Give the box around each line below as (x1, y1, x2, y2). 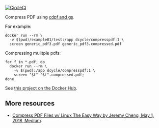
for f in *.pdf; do (5, 60, 45, 64)
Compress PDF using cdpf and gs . (5, 14, 75, 20)
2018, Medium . (12, 117, 43, 123)
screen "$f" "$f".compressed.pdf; (14, 72, 84, 77)
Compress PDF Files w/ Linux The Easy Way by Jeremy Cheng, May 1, (12, 112, 154, 118)
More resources (5, 99, 55, 107)
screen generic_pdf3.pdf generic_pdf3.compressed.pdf (9, 42, 122, 46)
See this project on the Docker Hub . (5, 85, 78, 91)
